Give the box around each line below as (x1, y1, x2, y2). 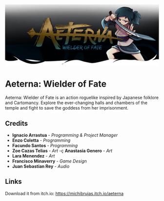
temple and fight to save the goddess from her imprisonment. (5, 105, 128, 111)
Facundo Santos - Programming (12, 143, 78, 149)
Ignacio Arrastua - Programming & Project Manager (12, 132, 118, 138)
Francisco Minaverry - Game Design (12, 158, 87, 164)
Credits (5, 119, 28, 128)
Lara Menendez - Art (12, 153, 55, 159)
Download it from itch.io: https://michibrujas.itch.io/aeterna (5, 190, 123, 196)
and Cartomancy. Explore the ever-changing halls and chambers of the (5, 100, 148, 106)
